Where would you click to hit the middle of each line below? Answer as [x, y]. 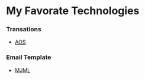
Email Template [29, 57]
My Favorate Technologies [73, 11]
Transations [24, 29]
